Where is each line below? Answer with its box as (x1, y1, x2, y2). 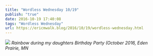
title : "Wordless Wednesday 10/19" (5, 7, 79, 12)
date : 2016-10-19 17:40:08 (5, 16, 61, 21)
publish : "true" (5, 12, 39, 17)
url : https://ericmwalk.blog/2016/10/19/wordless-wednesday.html (5, 26, 144, 31)
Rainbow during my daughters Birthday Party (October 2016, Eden (11, 40, 148, 46)
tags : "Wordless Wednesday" (5, 21, 64, 26)
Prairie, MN (5, 45, 29, 51)
